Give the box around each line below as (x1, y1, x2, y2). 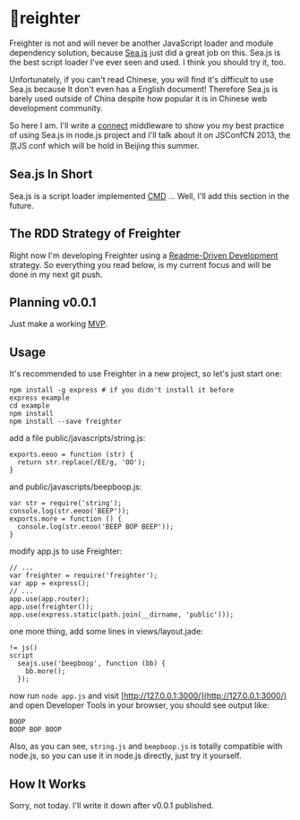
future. (9, 200, 34, 211)
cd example (9, 401, 50, 410)
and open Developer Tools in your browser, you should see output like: (9, 700, 270, 711)
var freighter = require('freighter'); (9, 571, 159, 581)
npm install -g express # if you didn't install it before (9, 385, 235, 395)
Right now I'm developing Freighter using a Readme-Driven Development (9, 250, 279, 261)
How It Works (9, 776, 87, 791)
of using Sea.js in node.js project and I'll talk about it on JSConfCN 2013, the (9, 129, 291, 140)
